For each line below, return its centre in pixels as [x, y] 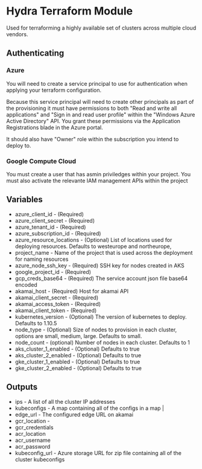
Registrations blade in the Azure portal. [55, 127]
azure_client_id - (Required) [49, 214]
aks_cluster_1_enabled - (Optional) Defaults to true [77, 349]
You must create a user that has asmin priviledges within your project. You [99, 174]
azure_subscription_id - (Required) [58, 233]
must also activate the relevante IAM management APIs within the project [97, 180]
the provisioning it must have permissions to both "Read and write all [92, 108]
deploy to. [19, 145]
